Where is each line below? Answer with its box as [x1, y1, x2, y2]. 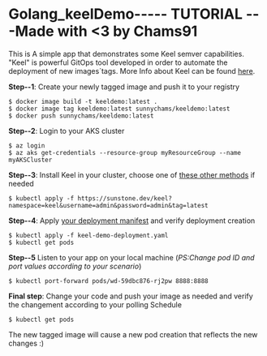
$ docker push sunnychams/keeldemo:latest [8, 111, 154, 120]
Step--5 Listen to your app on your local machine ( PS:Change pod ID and [8, 252, 255, 262]
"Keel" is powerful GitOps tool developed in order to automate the [8, 58, 228, 67]
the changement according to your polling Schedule [8, 299, 183, 309]
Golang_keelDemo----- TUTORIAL [8, 5, 243, 24]
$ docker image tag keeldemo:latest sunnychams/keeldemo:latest [8, 105, 230, 113]
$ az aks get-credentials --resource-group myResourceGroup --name [8, 148, 242, 157]
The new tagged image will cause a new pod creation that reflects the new [8, 329, 258, 339]
